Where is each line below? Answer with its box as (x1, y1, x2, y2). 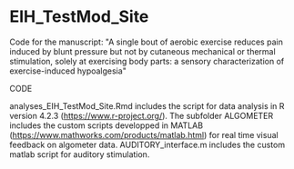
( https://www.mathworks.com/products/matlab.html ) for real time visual (9, 129, 279, 140)
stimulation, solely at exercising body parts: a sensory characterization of (9, 55, 285, 66)
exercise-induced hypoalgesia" (9, 65, 127, 76)
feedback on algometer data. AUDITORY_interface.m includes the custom (9, 139, 285, 150)
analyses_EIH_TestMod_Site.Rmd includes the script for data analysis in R (9, 100, 285, 111)
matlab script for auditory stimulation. (9, 148, 150, 160)
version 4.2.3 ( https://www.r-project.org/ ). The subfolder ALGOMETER (9, 110, 274, 121)
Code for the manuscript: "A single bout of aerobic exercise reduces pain (9, 36, 284, 47)
